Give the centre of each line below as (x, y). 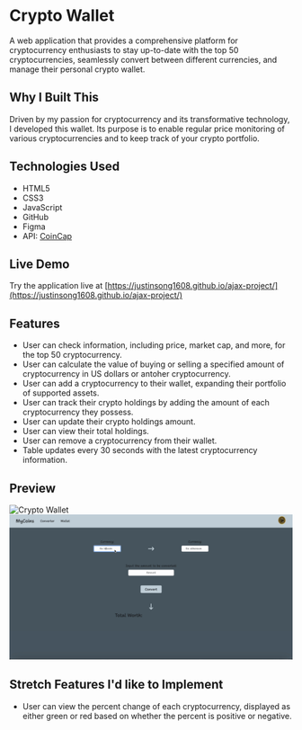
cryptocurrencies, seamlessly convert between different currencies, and (143, 59)
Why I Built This (54, 98)
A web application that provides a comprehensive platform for (124, 40)
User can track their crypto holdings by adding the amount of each (146, 403)
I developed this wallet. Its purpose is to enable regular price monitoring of (147, 129)
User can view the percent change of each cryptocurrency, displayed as (156, 706)
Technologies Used (64, 167)
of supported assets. (61, 393)
